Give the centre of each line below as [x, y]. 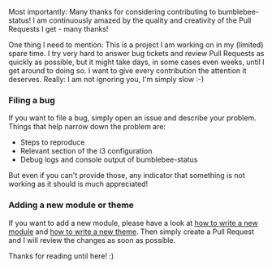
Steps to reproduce [52, 142]
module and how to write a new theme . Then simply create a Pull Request [131, 232]
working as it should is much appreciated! [78, 184]
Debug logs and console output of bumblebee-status [109, 160]
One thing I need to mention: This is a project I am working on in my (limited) [136, 45]
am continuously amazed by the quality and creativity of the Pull [144, 20]
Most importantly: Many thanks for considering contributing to [112, 12]
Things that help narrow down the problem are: [87, 127]
